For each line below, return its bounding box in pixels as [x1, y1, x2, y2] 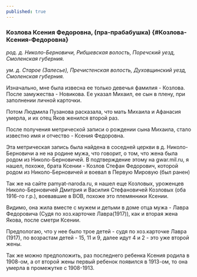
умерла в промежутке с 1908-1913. [6, 264, 95, 271]
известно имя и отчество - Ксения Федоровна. [6, 132, 125, 139]
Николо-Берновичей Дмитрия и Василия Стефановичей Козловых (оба [6, 186, 186, 193]
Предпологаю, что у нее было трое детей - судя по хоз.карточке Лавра [6, 227, 187, 235]
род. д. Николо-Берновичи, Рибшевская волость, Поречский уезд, [6, 48, 175, 56]
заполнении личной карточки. [6, 97, 82, 104]
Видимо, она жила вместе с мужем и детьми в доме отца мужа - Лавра [6, 204, 189, 211]
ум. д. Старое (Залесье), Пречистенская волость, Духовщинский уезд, [6, 66, 187, 74]
